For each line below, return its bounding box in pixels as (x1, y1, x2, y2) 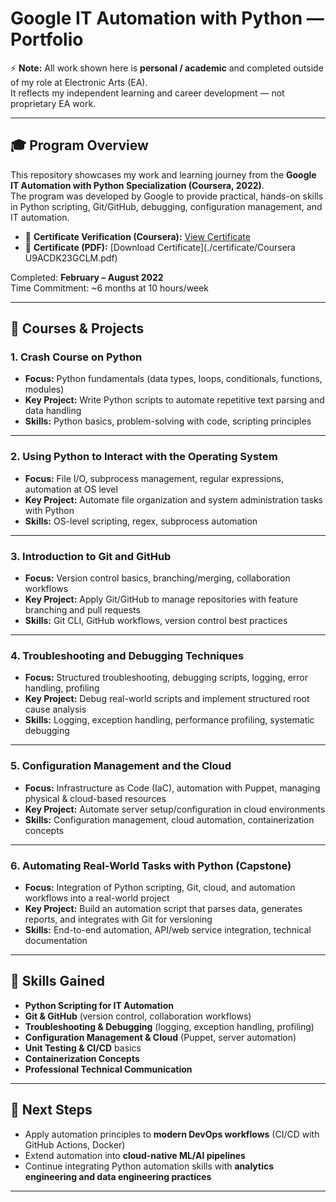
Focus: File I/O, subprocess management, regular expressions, (24, 472, 285, 484)
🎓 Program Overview (10, 137, 149, 154)
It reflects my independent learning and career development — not (10, 87, 285, 99)
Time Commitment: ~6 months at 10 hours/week (10, 282, 209, 294)
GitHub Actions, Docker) (24, 1138, 126, 1151)
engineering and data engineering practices (24, 1170, 212, 1182)
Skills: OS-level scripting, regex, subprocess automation (24, 515, 258, 527)
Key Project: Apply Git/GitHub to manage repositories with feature (24, 593, 298, 606)
